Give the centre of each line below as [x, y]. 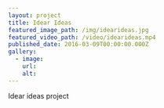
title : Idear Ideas [40, 23]
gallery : [22, 52]
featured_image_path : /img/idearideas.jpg [78, 30]
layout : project [35, 15]
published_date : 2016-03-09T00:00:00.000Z [78, 45]
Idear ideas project [38, 95]
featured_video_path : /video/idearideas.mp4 [82, 37]
